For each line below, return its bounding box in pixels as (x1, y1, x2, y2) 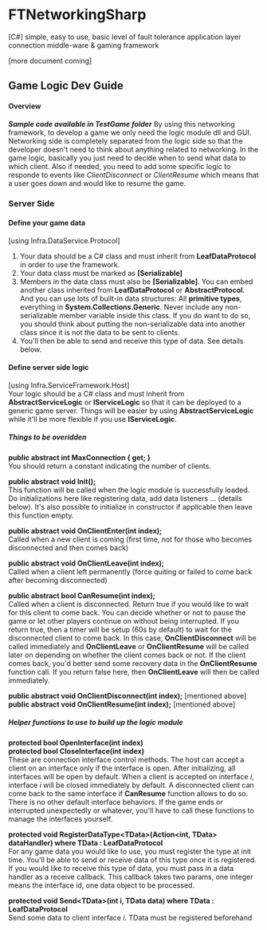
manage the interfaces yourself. (8, 814, 113, 823)
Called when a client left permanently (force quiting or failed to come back (8, 566, 253, 576)
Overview (8, 101, 41, 111)
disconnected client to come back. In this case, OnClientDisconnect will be (8, 632, 257, 643)
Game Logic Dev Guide (8, 79, 124, 93)
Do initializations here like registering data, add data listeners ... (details (8, 493, 243, 503)
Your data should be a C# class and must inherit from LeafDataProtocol (19, 251, 257, 261)
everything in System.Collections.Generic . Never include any (19, 301, 224, 312)
